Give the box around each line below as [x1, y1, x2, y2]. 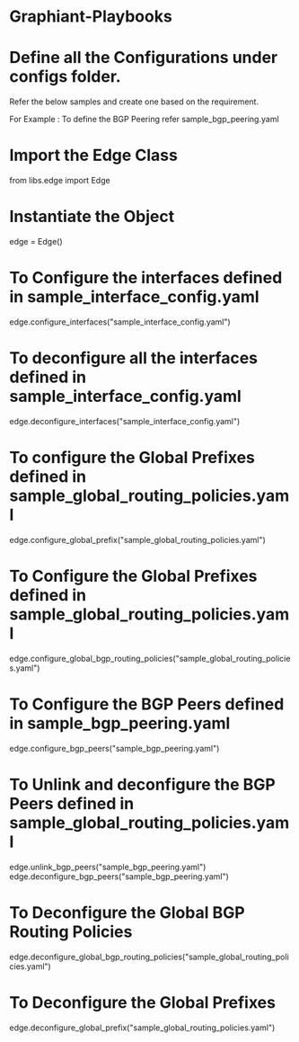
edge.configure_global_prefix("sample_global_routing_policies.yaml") [9, 534, 267, 545]
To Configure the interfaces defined [9, 268, 283, 289]
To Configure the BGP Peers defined [9, 694, 285, 714]
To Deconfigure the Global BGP [9, 902, 245, 922]
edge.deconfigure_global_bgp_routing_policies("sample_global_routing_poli [9, 951, 289, 962]
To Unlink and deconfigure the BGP [9, 774, 276, 795]
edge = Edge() [9, 236, 63, 246]
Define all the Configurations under [9, 48, 278, 68]
